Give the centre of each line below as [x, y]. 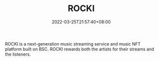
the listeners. [18, 54]
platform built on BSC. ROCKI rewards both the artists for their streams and [80, 49]
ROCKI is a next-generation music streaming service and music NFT [73, 44]
